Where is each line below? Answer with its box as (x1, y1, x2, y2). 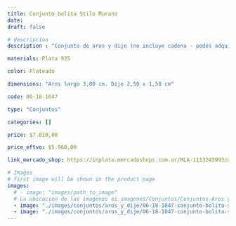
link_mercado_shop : (7, 157, 65, 164)
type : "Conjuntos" (7, 106, 61, 113)
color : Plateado (7, 68, 55, 75)
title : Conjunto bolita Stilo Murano (7, 10, 118, 18)
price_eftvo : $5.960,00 (7, 144, 77, 151)
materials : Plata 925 (7, 55, 71, 62)
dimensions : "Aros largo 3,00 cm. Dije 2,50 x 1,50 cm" (7, 81, 174, 88)
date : (7, 17, 23, 24)
